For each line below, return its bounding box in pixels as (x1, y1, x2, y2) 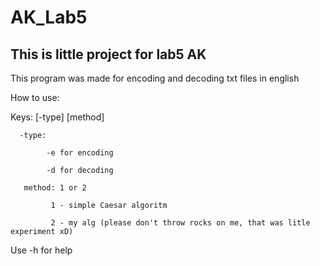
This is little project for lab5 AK (10, 46, 207, 63)
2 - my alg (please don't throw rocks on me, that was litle (50, 218, 311, 228)
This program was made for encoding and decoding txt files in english (10, 72, 300, 84)
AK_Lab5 (10, 6, 88, 29)
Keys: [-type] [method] (10, 111, 105, 123)
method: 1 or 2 (23, 183, 87, 193)
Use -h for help (10, 244, 73, 256)
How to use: (10, 92, 60, 103)
